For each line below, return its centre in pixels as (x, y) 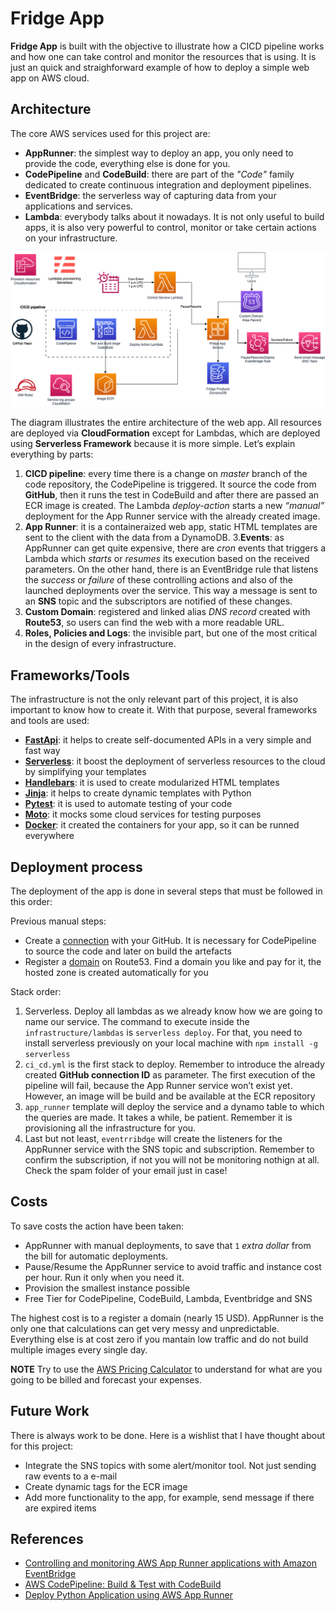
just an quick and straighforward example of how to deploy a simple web (160, 67)
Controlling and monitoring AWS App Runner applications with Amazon (170, 1563)
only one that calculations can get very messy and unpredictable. (145, 1328)
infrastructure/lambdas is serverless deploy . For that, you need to (163, 1032)
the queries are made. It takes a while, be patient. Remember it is (158, 1117)
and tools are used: (50, 721)
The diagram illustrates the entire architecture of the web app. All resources (166, 423)
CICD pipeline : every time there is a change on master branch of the (166, 474)
